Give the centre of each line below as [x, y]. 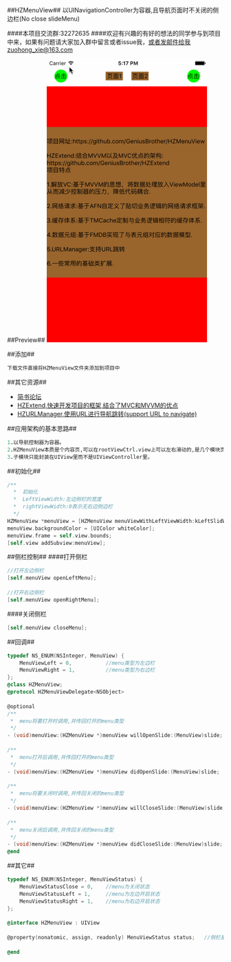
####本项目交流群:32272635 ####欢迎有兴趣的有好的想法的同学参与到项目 [114, 33]
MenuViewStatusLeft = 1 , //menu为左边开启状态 [90, 894]
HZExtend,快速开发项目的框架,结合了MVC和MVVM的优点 [98, 405]
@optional [21, 706]
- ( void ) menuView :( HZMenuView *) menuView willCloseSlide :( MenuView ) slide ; [117, 808]
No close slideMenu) [51, 19]
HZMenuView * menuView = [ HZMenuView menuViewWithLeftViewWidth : [101, 521]
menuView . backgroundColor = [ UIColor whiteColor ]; [81, 528]
